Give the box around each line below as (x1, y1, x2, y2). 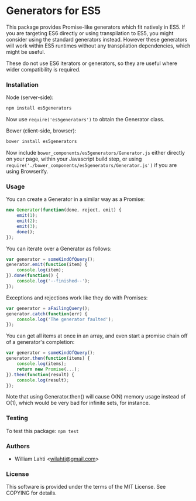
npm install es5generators (6, 105, 72, 111)
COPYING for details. (6, 489, 57, 496)
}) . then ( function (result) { (6, 372, 75, 377)
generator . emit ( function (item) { (6, 262, 88, 268)
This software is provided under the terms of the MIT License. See (6, 483, 166, 490)
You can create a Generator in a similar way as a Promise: (6, 196, 145, 203)
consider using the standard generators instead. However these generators (6, 36, 188, 43)
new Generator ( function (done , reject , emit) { (6, 207, 122, 213)
